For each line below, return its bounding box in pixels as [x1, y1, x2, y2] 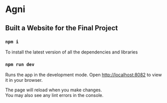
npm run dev [5, 62, 35, 67]
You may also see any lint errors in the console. [5, 92, 103, 98]
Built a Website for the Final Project [5, 24, 118, 32]
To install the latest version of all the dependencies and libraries [5, 49, 138, 55]
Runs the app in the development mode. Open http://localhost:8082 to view [5, 72, 162, 78]
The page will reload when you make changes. [5, 87, 102, 93]
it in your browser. [5, 77, 43, 83]
